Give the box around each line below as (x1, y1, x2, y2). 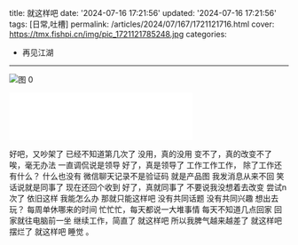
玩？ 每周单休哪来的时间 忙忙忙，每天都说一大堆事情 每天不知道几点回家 (9, 204, 272, 215)
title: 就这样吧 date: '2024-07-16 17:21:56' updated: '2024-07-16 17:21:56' (9, 8, 277, 18)
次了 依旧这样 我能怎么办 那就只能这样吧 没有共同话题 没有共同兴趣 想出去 (9, 194, 279, 203)
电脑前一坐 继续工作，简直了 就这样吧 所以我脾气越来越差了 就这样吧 (32, 216, 282, 225)
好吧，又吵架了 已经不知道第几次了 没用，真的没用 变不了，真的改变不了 (9, 149, 272, 159)
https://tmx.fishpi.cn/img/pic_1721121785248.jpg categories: (9, 29, 228, 39)
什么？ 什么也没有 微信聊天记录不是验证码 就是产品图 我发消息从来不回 (16, 171, 275, 181)
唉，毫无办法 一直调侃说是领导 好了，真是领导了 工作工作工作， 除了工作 (9, 160, 275, 170)
